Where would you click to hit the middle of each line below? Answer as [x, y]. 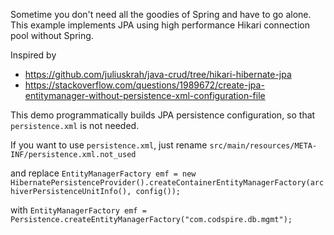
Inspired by [33, 55]
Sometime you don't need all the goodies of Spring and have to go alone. [161, 14]
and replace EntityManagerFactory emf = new [103, 173]
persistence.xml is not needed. [75, 125]
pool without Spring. [52, 35]
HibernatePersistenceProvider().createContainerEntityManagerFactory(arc [167, 183]
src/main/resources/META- [263, 146]
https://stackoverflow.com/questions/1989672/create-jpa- [144, 85]
